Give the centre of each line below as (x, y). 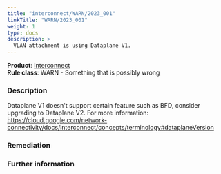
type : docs (23, 33)
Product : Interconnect (39, 65)
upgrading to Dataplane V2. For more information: (78, 113)
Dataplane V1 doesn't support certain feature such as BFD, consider (104, 106)
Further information (41, 164)
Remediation (29, 146)
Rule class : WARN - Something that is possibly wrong (84, 72)
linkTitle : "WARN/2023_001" (48, 20)
